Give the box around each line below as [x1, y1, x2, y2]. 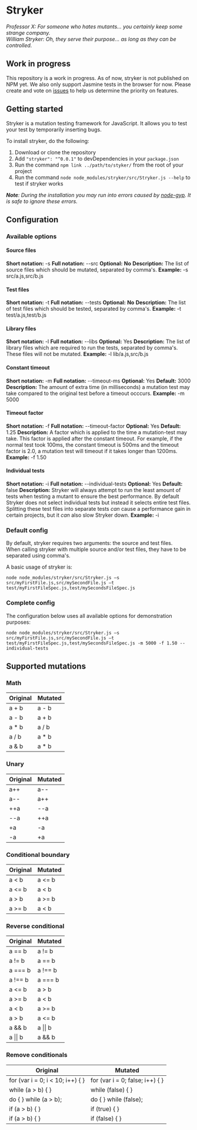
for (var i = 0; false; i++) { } [90, 1076, 164, 1084]
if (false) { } [90, 1114, 122, 1122]
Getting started [6, 104, 64, 114]
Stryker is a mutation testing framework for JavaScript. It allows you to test [6, 119, 188, 127]
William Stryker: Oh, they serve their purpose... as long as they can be [6, 35, 176, 42]
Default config [6, 526, 48, 534]
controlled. [6, 42, 32, 49]
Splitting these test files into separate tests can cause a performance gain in [6, 506, 191, 513]
